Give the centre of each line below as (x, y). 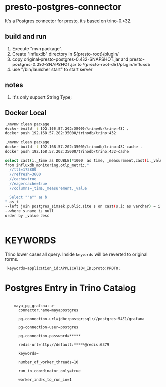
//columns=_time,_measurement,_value (48, 188)
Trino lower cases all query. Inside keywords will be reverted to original (76, 254)
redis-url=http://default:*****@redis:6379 (64, 345)
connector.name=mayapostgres (48, 310)
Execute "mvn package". (37, 48)
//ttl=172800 (23, 170)
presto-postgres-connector (63, 7)
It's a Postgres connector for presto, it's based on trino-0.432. (68, 21)
